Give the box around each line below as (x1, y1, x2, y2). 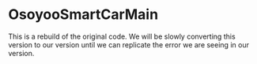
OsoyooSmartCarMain (8, 6, 159, 24)
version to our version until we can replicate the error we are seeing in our (8, 40, 249, 49)
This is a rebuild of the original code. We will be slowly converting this (8, 32, 236, 41)
